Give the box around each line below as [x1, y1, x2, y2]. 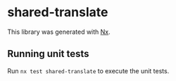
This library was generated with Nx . [7, 27, 111, 36]
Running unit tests [7, 48, 89, 60]
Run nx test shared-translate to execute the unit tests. [7, 66, 170, 75]
